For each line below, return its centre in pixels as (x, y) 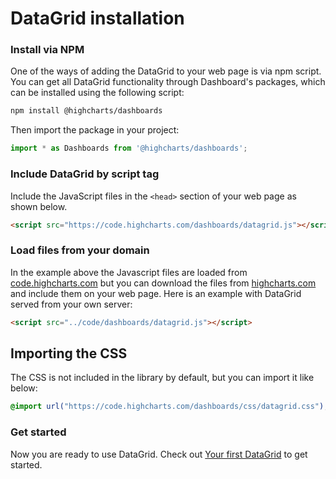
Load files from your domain (80, 250)
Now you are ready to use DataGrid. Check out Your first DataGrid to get (159, 454)
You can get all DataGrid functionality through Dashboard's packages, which (168, 82)
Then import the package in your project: (95, 130)
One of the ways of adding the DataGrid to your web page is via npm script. (166, 71)
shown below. (39, 206)
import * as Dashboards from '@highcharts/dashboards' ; (129, 148)
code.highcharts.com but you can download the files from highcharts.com (163, 283)
